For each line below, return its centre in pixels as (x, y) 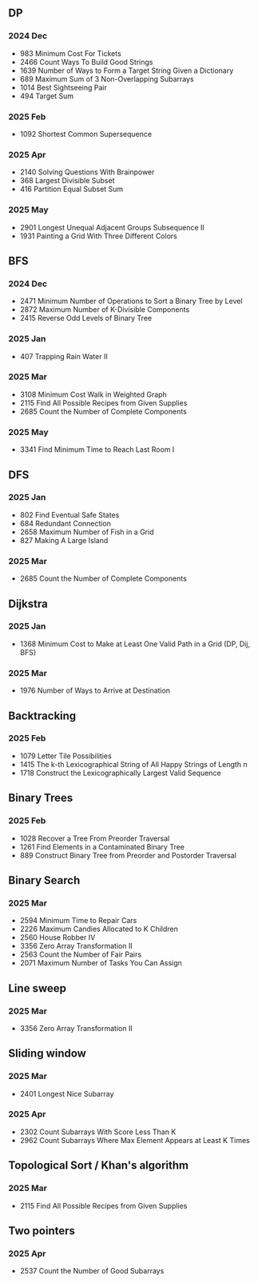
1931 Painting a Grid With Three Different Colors (98, 236)
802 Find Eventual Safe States (69, 514)
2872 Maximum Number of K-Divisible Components (105, 310)
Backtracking (42, 715)
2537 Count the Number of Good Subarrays (92, 1271)
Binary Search (44, 880)
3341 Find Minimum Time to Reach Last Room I (97, 450)
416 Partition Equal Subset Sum (71, 189)
